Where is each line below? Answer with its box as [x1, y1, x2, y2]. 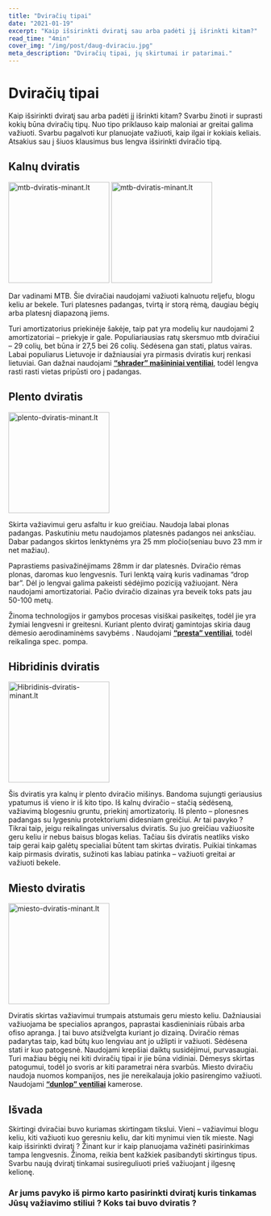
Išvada [8, 1103, 43, 1117]
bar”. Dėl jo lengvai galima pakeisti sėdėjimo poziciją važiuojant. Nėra [8, 578, 239, 588]
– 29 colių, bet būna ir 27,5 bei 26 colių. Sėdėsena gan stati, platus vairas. [8, 341, 252, 350]
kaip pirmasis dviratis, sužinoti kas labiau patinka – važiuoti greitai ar [8, 849, 236, 859]
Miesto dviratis [8, 881, 86, 895]
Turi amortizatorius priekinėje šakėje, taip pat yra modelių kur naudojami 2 [8, 324, 255, 333]
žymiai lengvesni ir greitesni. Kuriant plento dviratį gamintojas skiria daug [8, 619, 251, 629]
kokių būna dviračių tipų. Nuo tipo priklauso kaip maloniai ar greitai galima [8, 119, 254, 129]
